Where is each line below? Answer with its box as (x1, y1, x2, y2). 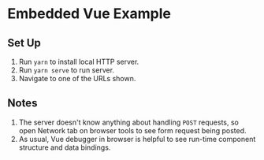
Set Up (7, 36, 41, 50)
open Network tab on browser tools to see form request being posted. (18, 125, 247, 135)
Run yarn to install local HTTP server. (18, 57, 139, 66)
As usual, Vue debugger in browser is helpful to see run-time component (18, 134, 256, 143)
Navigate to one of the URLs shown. (18, 74, 136, 83)
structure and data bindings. (18, 143, 111, 152)
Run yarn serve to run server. (18, 65, 115, 75)
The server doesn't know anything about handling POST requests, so (18, 117, 240, 127)
